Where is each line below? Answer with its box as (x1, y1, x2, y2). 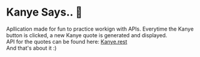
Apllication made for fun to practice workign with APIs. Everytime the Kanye (6, 25, 194, 32)
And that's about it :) (6, 44, 57, 52)
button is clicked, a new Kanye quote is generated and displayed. (6, 31, 168, 38)
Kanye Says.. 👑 (6, 5, 83, 19)
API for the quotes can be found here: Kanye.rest (6, 38, 127, 45)
